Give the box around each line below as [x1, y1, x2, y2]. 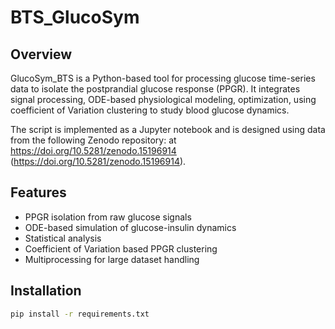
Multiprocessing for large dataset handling [24, 253, 200, 265]
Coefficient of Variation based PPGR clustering [24, 242, 218, 255]
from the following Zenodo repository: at [10, 134, 177, 146]
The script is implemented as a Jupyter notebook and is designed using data [10, 124, 326, 135]
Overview [10, 46, 73, 63]
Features [10, 184, 67, 201]
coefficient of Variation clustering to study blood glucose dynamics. [10, 104, 290, 116]
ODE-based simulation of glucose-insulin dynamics [24, 221, 237, 233]
